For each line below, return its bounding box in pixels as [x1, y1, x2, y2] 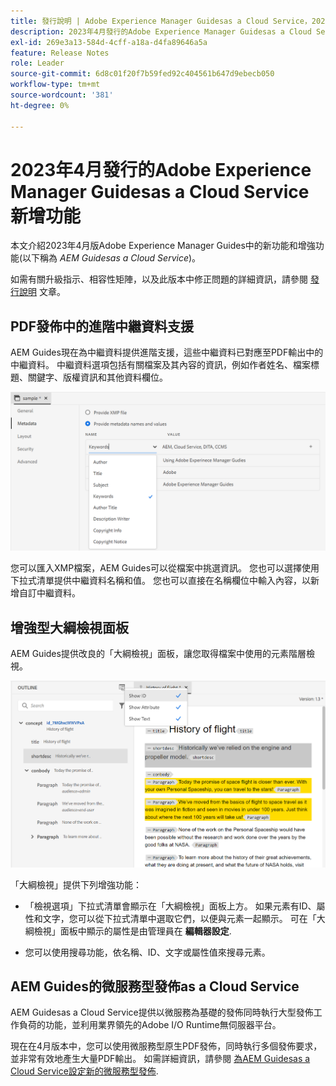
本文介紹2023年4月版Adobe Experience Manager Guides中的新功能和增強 [10, 240, 316, 252]
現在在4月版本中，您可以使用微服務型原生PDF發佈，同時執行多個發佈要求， [10, 1040, 323, 1052]
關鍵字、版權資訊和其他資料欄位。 [27, 371, 168, 384]
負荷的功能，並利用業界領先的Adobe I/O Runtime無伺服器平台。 [18, 1019, 282, 1031]
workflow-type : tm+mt [10, 80, 101, 90]
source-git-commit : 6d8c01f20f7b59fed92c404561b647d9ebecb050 [10, 69, 275, 79]
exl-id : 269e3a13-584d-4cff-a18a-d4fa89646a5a [10, 37, 208, 47]
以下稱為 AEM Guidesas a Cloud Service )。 [22, 252, 202, 264]
